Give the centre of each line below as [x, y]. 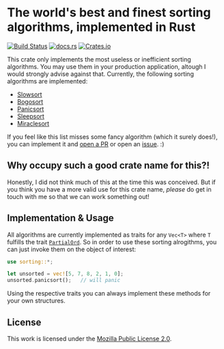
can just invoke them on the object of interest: [72, 249]
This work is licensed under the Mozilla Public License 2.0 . [89, 339]
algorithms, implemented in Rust [101, 27]
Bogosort [30, 101]
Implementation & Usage [60, 218]
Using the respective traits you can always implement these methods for [109, 294]
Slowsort [29, 94]
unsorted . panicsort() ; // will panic [64, 281]
